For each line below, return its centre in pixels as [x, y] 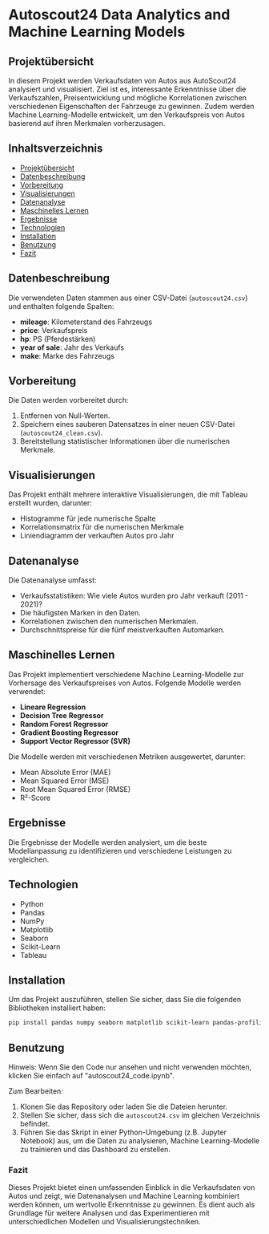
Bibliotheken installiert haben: [57, 1008]
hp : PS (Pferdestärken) [58, 339]
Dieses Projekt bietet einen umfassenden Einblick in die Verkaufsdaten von [132, 1187]
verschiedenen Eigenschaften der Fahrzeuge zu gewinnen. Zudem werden [131, 106]
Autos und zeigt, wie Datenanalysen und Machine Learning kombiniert [124, 1196]
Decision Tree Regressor [62, 715]
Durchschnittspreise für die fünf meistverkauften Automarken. [122, 630]
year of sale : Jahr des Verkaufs [72, 347]
